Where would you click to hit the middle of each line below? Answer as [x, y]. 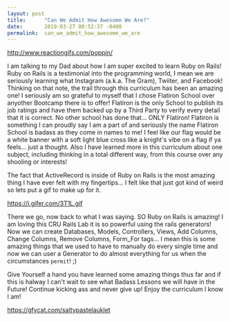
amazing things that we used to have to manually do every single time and [113, 246]
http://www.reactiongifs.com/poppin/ [60, 53]
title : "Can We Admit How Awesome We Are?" [78, 20]
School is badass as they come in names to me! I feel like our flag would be [114, 132]
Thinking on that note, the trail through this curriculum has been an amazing [115, 88]
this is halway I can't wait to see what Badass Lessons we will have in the [111, 282]
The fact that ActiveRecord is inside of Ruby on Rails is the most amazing [111, 175]
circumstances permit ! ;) [42, 261]
